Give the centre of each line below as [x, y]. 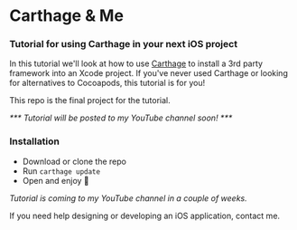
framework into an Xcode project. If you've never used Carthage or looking [149, 73]
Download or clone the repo [74, 161]
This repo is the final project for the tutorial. [90, 101]
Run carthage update [61, 171]
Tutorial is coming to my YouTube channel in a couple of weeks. [129, 198]
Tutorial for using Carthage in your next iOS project [123, 44]
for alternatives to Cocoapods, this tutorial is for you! [107, 83]
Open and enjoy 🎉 [56, 180]
